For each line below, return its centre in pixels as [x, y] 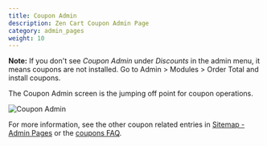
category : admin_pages [46, 30]
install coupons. [35, 78]
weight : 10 [27, 38]
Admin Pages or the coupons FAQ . [65, 133]
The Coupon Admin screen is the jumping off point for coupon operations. [131, 94]
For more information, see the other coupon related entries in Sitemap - [127, 124]
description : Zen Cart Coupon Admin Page [79, 23]
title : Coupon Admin [43, 16]
